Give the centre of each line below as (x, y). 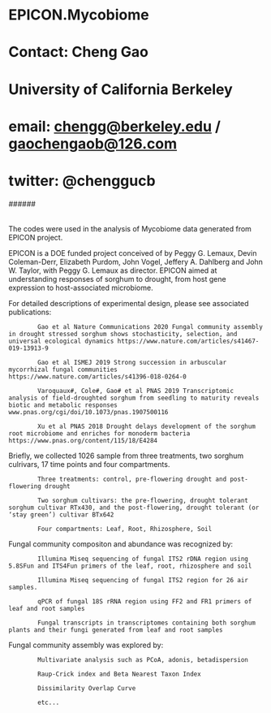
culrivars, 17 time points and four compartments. (89, 465)
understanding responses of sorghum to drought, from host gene (117, 279)
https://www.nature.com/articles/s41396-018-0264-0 (97, 377)
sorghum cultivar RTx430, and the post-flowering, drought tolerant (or (134, 508)
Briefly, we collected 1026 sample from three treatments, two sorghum (126, 456)
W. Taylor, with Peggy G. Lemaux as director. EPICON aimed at (113, 270)
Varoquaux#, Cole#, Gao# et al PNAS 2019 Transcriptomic (135, 391)
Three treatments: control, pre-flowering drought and (132, 480)
